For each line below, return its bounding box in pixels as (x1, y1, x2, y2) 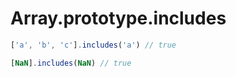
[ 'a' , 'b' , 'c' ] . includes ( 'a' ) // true (10, 40, 177, 50)
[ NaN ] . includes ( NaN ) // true (10, 58, 132, 68)
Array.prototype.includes (10, 7, 227, 30)
